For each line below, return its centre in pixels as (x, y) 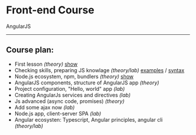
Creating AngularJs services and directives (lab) (73, 95)
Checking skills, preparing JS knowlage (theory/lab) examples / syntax (99, 70)
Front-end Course (50, 10)
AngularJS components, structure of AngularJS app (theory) (87, 83)
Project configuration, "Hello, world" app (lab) (70, 88)
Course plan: (30, 50)
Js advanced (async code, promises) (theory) (69, 101)
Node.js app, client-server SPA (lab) (58, 113)
